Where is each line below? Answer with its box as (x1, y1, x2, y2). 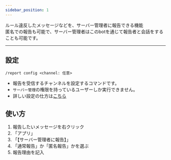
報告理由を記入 (12, 149, 44, 155)
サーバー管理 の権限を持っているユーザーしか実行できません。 (12, 87, 138, 93)
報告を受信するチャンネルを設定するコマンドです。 (12, 80, 120, 87)
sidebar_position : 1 (5, 7, 49, 13)
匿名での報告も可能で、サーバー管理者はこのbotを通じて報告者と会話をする (5, 29, 164, 35)
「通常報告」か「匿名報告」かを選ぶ (12, 143, 89, 149)
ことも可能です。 (5, 35, 41, 41)
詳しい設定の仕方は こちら (12, 93, 67, 99)
